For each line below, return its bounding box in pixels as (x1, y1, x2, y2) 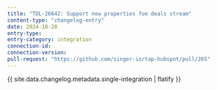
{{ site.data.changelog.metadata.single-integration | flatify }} (7, 75, 181, 83)
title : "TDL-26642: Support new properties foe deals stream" (7, 10, 192, 17)
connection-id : (7, 43, 52, 50)
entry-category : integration (7, 36, 92, 43)
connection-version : (7, 50, 68, 57)
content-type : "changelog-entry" (7, 17, 105, 24)
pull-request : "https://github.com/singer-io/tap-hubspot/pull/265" (7, 56, 211, 63)
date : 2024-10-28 (7, 23, 58, 30)
